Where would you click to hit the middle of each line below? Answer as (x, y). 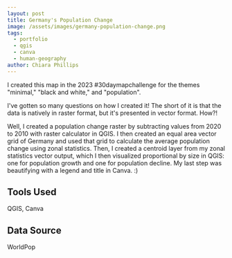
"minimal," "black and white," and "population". (74, 92)
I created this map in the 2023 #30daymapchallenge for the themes (104, 84)
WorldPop (21, 247)
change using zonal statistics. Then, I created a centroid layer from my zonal (116, 148)
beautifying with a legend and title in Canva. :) (73, 170)
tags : (15, 33)
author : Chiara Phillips (43, 65)
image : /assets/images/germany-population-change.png (87, 26)
